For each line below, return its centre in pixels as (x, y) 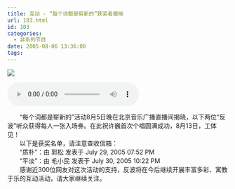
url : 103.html (28, 20)
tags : (15, 53)
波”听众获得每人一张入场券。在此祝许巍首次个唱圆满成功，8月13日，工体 (112, 125)
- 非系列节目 (30, 40)
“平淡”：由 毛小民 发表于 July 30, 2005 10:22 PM (90, 161)
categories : (25, 33)
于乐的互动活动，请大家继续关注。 (56, 178)
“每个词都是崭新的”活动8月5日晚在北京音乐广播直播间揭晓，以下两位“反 (122, 117)
